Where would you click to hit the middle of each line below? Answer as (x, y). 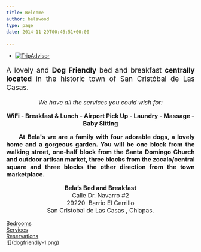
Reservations (22, 236)
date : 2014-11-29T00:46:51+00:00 (48, 32)
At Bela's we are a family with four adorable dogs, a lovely (107, 137)
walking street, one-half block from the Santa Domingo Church (100, 152)
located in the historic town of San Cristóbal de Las (100, 79)
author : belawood (28, 19)
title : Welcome (25, 13)
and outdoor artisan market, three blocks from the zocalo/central (100, 160)
